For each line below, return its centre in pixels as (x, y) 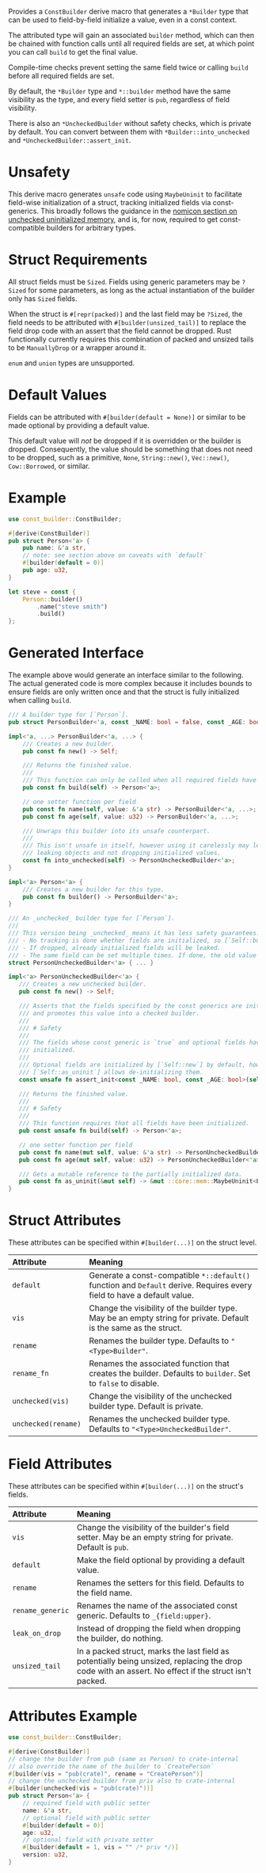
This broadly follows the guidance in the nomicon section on (139, 211)
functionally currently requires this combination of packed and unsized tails (131, 339)
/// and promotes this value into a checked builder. (109, 1013)
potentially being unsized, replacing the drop (160, 1661)
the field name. (104, 1593)
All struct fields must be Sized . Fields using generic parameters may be (124, 281)
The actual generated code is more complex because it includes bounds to (130, 684)
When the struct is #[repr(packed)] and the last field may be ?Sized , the (125, 314)
